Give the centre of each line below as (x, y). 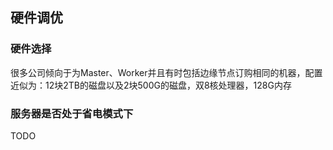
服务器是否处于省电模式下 (72, 113)
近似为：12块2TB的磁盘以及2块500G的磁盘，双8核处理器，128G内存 (151, 85)
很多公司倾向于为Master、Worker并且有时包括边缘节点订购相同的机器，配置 (166, 72)
